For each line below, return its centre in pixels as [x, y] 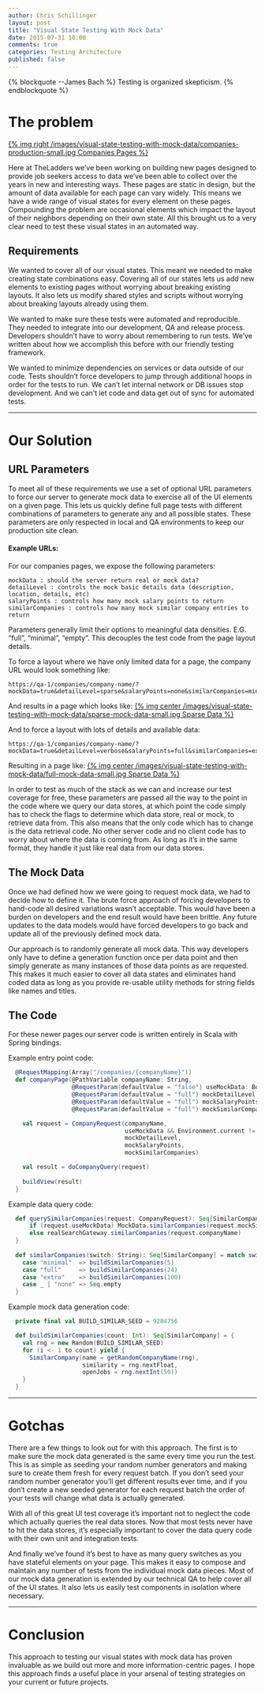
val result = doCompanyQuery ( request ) [86, 1167]
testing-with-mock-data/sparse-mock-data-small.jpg [95, 714]
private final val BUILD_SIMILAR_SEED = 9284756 [97, 1322]
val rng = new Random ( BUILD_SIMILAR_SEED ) [93, 1343]
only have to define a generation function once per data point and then [123, 957]
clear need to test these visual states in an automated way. [103, 226]
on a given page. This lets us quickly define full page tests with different [125, 505]
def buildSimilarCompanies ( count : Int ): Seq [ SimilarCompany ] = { [125, 1336]
